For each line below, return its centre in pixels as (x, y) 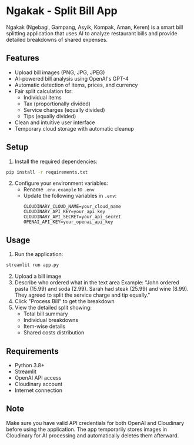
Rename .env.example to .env (59, 190)
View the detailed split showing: (53, 308)
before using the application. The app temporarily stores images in (87, 429)
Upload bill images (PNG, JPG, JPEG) (60, 72)
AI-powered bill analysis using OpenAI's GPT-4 (71, 78)
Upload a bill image (38, 276)
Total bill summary (46, 314)
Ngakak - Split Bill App (62, 11)
